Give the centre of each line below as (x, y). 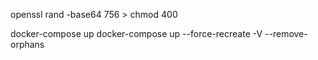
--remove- (286, 33)
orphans (27, 44)
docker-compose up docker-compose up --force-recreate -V (136, 33)
